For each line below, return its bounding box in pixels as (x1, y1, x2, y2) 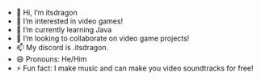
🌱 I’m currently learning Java (15, 25, 112, 34)
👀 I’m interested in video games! (15, 16, 124, 26)
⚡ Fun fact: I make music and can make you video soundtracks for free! (15, 63, 254, 73)
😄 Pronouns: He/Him (15, 54, 87, 64)
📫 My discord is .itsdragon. (15, 43, 109, 52)
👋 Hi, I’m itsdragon (15, 8, 78, 17)
